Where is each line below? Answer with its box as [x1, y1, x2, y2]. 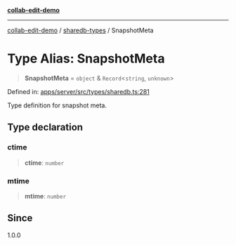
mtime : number [24, 192, 67, 200]
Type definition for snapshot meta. [7, 101, 107, 110]
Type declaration [7, 121, 83, 133]
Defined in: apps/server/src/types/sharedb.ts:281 [7, 87, 150, 95]
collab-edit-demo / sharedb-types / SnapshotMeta [7, 26, 154, 34]
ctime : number [24, 158, 65, 167]
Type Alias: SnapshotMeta [7, 51, 165, 67]
